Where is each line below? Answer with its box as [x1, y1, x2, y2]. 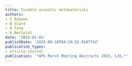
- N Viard [5, 21, 26, 26]
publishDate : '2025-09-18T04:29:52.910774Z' [5, 40, 99, 45]
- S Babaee [5, 16, 28, 21]
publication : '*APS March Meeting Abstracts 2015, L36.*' [5, 53, 128, 59]
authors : [5, 12, 23, 17]
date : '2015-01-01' [5, 35, 46, 40]
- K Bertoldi [5, 30, 32, 35]
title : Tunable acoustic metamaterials [5, 7, 88, 12]
